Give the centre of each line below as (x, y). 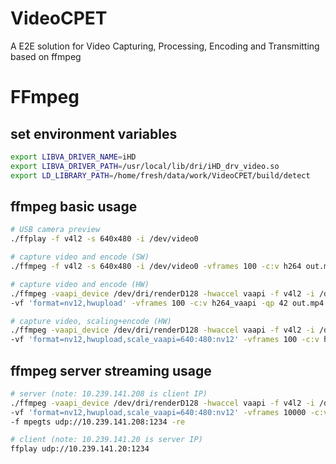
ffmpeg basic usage (74, 206)
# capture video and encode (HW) (80, 284)
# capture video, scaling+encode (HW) (91, 321)
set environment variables (94, 133)
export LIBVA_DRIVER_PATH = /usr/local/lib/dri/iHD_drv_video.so (145, 166)
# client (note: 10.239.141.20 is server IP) (106, 440)
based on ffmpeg (46, 56)
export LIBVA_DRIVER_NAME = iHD (73, 157)
